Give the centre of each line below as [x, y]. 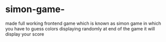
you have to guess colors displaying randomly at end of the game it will [80, 28]
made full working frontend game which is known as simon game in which [83, 23]
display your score [25, 34]
